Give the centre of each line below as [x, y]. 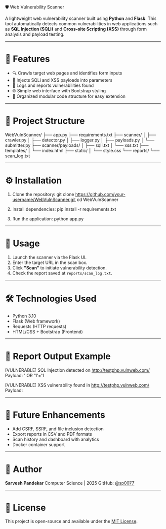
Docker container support [39, 444]
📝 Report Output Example [58, 356]
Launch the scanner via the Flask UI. [49, 257]
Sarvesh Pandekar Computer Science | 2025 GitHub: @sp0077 [70, 483]
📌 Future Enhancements [55, 415]
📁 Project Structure [45, 121]
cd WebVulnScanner [98, 199]
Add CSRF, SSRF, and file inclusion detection [58, 429]
